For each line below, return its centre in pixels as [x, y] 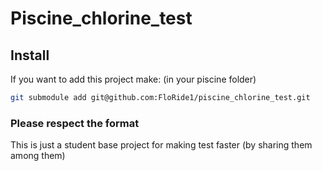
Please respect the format [75, 123]
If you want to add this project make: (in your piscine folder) [133, 79]
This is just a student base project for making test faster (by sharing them [161, 145]
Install [30, 55]
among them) [38, 156]
